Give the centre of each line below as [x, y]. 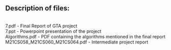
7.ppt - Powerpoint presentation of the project [53, 31]
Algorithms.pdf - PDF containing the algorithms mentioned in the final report [86, 36]
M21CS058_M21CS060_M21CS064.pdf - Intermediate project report [77, 42]
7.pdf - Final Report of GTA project [41, 26]
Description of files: [38, 8]
